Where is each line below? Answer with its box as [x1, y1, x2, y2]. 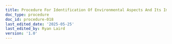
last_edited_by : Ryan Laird [5, 26, 66, 31]
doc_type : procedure [5, 12, 50, 17]
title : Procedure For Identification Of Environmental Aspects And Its [5, 7, 161, 13]
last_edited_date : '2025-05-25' [5, 21, 74, 27]
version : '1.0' [5, 31, 38, 36]
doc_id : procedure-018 [5, 17, 54, 22]
